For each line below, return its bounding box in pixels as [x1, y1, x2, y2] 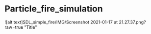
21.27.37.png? [119, 19, 146, 25]
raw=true [4, 24, 24, 30]
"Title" [24, 24, 37, 30]
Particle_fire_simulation [4, 3, 103, 14]
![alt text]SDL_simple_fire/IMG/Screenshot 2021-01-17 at [4, 19, 118, 25]
